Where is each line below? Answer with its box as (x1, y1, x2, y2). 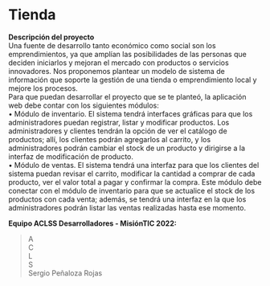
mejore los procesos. (8, 83, 78, 93)
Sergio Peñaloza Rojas (27, 268, 103, 278)
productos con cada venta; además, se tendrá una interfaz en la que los (8, 194, 247, 204)
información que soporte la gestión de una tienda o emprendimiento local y (8, 75, 257, 84)
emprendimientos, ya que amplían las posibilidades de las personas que (8, 49, 247, 59)
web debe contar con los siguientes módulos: (8, 100, 159, 110)
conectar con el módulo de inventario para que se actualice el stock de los (8, 186, 256, 195)
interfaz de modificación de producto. (8, 151, 134, 161)
